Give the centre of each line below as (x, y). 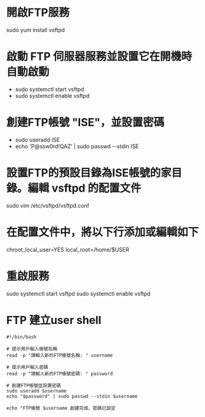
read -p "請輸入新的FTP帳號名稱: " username (59, 355)
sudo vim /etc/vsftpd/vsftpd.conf (48, 205)
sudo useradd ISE (37, 140)
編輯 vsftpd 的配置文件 (85, 188)
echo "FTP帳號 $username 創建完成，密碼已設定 (61, 408)
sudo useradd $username (37, 391)
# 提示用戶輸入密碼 (27, 367)
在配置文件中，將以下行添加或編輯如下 (103, 232)
